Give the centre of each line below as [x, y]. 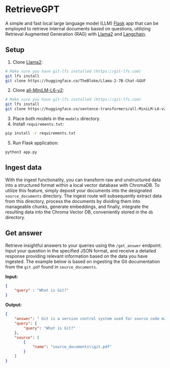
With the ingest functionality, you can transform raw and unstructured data [83, 180]
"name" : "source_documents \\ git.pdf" [72, 347]
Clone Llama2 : [28, 62]
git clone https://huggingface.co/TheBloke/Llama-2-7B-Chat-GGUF [75, 81]
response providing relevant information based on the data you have [76, 256]
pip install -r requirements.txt [40, 133]
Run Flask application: [36, 143]
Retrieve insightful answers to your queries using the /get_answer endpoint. [84, 245]
